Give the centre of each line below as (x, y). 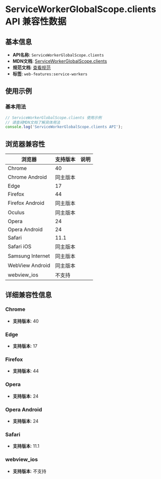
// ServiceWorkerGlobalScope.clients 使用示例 (53, 118)
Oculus (16, 212)
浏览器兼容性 (25, 144)
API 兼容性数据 (36, 22)
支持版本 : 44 (25, 371)
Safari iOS (20, 247)
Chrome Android (27, 177)
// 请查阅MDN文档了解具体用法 (33, 122)
